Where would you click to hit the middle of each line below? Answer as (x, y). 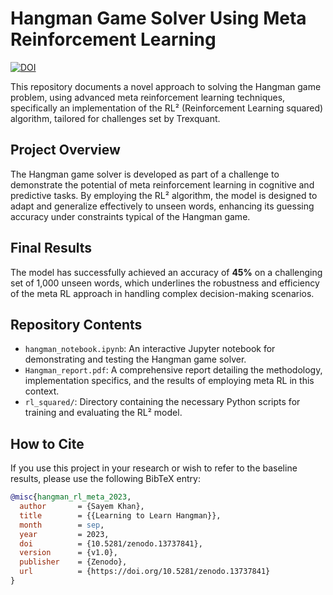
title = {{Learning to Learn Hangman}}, (120, 515)
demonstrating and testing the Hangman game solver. (135, 359)
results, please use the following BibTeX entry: (105, 479)
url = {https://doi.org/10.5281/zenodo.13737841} (145, 572)
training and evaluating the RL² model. (103, 413)
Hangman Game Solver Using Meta (158, 18)
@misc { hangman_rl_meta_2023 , (71, 497)
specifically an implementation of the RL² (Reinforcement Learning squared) (167, 108)
